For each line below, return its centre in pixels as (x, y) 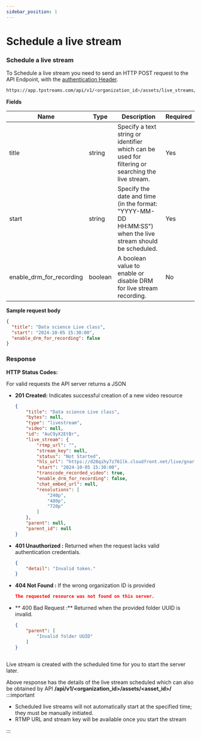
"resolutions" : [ (58, 489)
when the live (136, 233)
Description (139, 116)
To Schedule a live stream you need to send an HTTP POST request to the (97, 73)
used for (130, 156)
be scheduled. (138, 248)
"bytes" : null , (45, 417)
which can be (136, 149)
